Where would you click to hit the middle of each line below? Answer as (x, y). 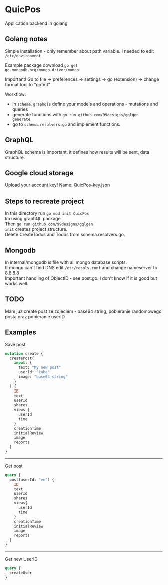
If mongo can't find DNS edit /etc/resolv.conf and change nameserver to (81, 267)
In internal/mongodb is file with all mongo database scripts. (66, 262)
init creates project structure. (36, 229)
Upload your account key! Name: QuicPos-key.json (58, 185)
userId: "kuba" (34, 372)
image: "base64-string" (43, 377)
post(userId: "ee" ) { (32, 480)
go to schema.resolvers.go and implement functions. (66, 124)
